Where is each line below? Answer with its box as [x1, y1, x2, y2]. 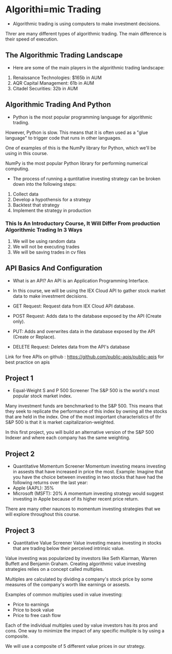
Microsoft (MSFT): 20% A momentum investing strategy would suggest [12, 490, 164, 496]
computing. [5, 165, 30, 171]
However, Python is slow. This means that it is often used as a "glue [5, 129, 148, 136]
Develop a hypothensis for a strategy [12, 196, 91, 202]
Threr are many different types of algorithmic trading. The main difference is [5, 30, 167, 36]
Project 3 [5, 526, 35, 535]
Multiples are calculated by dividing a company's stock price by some [5, 576, 153, 582]
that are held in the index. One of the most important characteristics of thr [5, 414, 162, 420]
